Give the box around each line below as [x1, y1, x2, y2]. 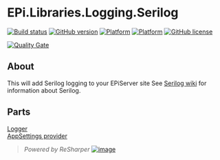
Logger [7, 124, 27, 133]
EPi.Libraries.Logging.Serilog [7, 5, 179, 21]
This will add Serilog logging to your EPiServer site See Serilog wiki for [7, 79, 207, 87]
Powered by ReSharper [23, 145, 90, 153]
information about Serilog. [7, 86, 81, 94]
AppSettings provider [7, 132, 67, 140]
